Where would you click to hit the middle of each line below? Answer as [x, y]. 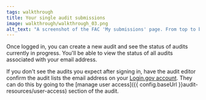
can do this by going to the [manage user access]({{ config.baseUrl [92, 85]
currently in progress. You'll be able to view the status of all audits [90, 53]
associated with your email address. [52, 60]
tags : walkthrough [30, 12]
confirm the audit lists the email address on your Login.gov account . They [99, 78]
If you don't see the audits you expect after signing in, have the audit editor [101, 72]
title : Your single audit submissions [56, 18]
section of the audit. [94, 91]
